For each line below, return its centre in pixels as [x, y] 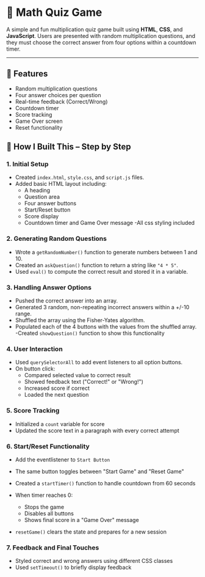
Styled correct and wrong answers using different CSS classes [94, 561]
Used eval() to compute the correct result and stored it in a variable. [101, 271]
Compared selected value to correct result [77, 375]
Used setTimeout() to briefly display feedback [73, 567]
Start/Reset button [47, 210]
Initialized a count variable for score [60, 424]
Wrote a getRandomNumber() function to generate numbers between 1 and [106, 252]
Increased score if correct [57, 388]
